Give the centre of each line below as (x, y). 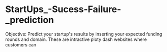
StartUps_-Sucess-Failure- (63, 9)
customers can (21, 44)
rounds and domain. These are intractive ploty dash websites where (76, 39)
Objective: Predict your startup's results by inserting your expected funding (84, 34)
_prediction (30, 20)
